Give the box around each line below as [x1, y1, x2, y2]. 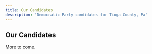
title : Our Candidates [5, 7, 53, 13]
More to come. [5, 44, 36, 50]
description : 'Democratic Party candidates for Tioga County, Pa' [5, 12, 148, 17]
